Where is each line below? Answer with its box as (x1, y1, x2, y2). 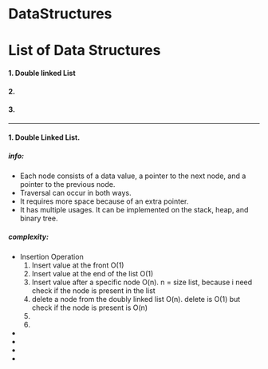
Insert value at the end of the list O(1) (31, 269, 154, 279)
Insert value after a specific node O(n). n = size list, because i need (31, 277, 253, 288)
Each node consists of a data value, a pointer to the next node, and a (19, 171, 246, 181)
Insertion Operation (19, 252, 84, 262)
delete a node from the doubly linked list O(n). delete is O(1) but (31, 295, 241, 304)
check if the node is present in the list (31, 286, 156, 296)
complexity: (8, 232, 49, 241)
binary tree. (19, 213, 58, 224)
